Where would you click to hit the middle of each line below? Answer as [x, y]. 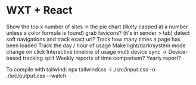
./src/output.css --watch [36, 76]
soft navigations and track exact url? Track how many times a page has [93, 39]
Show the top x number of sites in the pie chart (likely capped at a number [97, 27]
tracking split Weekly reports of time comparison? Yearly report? [102, 58]
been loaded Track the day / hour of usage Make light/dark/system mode [96, 45]
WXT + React [39, 10]
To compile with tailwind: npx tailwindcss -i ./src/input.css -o [81, 69]
